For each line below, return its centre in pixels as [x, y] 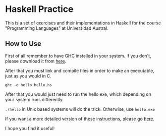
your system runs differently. [34, 99]
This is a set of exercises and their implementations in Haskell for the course [83, 23]
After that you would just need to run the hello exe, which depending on [78, 94]
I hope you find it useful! [30, 128]
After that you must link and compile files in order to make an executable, [80, 70]
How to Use [23, 44]
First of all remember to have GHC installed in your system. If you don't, [78, 56]
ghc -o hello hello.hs [28, 85]
